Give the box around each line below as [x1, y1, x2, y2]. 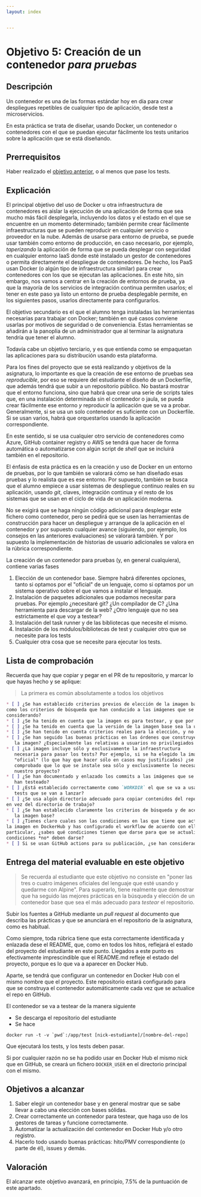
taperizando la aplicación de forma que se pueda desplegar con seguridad [6, 246, 191, 253]
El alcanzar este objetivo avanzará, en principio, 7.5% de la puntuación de [6, 1178, 188, 1185]
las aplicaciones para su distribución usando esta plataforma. [6, 352, 158, 359]
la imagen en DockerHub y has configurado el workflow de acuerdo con [6, 824, 186, 830]
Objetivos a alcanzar [6, 1084, 85, 1094]
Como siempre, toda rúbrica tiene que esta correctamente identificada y [6, 934, 184, 942]
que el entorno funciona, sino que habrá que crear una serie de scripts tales [6, 389, 194, 396]
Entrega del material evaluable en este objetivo [6, 857, 185, 867]
